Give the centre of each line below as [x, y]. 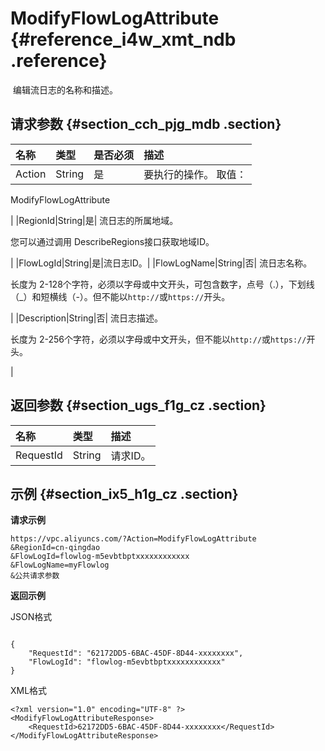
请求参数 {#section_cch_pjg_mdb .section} [146, 124]
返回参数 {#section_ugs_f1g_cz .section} [138, 405]
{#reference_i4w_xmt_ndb [123, 39]
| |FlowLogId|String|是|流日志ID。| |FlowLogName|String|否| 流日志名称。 [161, 263]
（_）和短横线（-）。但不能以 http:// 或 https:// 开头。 [120, 296]
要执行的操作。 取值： [195, 174]
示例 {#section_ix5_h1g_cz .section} [124, 493]
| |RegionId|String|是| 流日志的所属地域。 [94, 220]
